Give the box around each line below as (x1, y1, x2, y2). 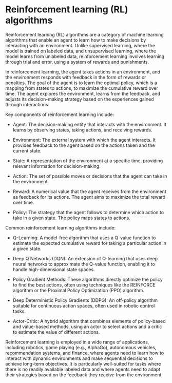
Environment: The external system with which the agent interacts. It (12, 137, 156, 143)
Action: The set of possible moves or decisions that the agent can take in (12, 173, 167, 179)
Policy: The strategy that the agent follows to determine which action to (12, 209, 164, 215)
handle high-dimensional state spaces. (12, 266, 95, 273)
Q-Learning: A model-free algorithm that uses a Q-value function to (12, 235, 156, 241)
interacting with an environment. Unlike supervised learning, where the (5, 42, 156, 48)
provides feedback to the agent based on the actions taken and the (12, 142, 155, 148)
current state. (12, 147, 42, 154)
